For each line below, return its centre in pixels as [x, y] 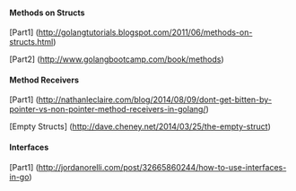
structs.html [31, 42]
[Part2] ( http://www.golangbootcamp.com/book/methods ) [117, 59]
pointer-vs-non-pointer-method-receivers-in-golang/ [108, 109]
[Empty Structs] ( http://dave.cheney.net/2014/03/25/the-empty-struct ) [140, 126]
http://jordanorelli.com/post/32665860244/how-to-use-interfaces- [162, 167]
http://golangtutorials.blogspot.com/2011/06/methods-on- [145, 32]
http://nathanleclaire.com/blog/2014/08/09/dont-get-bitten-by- [155, 100]
